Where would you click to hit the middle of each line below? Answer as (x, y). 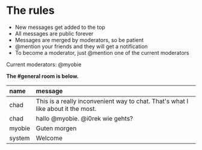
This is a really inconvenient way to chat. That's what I (112, 101)
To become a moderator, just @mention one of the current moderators (102, 52)
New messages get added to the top (60, 27)
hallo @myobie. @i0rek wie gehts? (84, 118)
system (20, 138)
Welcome (49, 138)
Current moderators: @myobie (44, 64)
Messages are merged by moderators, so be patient (79, 40)
